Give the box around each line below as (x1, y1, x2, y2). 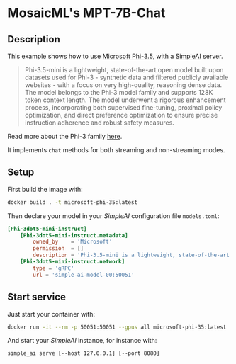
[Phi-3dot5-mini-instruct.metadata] (20, 232, 129, 239)
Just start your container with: (7, 309, 96, 318)
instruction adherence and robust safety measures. (24, 118, 175, 127)
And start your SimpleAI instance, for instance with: (7, 336, 157, 345)
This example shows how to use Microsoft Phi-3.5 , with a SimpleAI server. (7, 52, 223, 60)
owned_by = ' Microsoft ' (33, 239, 113, 246)
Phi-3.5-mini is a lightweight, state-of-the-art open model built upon (24, 66, 224, 74)
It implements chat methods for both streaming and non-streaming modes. (7, 146, 225, 154)
